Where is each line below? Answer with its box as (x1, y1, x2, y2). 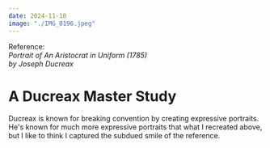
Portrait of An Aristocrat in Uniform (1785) (8, 50, 148, 60)
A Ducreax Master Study (8, 87, 176, 105)
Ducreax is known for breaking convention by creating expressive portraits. (8, 114, 259, 124)
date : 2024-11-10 (8, 11, 67, 20)
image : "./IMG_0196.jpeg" (8, 19, 95, 27)
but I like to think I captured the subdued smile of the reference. (8, 131, 221, 141)
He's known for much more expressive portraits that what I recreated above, (8, 122, 263, 132)
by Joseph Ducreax (8, 58, 74, 69)
